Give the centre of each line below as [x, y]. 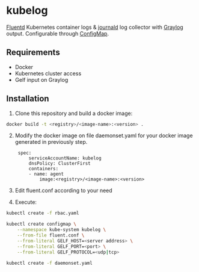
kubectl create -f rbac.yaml [43, 213]
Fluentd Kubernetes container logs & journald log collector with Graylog [95, 27]
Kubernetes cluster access [48, 73]
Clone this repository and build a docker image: [74, 113]
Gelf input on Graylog [41, 79]
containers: [44, 169]
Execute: [26, 202]
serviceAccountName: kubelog [65, 158]
